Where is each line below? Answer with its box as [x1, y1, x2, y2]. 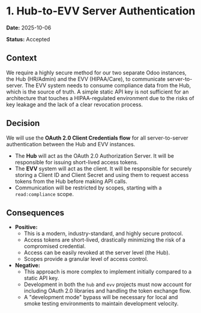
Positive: [14, 224, 38, 231]
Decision [6, 118, 40, 128]
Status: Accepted [6, 35, 50, 43]
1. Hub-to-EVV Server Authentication [6, 4, 196, 18]
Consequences [6, 207, 65, 218]
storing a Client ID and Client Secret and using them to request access [14, 171, 189, 178]
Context [6, 53, 37, 64]
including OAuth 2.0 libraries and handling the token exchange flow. [23, 287, 191, 294]
